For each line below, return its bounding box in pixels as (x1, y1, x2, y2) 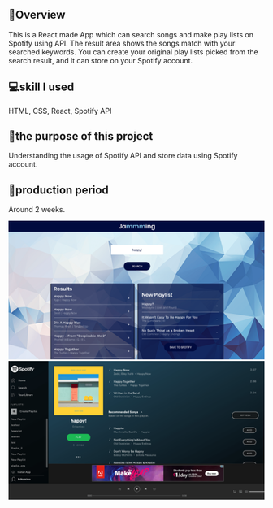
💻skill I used (8, 80, 75, 94)
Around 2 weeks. (8, 205, 66, 215)
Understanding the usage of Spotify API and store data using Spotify (8, 151, 238, 161)
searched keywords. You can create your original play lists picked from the (8, 46, 258, 57)
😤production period (8, 183, 110, 197)
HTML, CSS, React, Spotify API (8, 106, 112, 115)
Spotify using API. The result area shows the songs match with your (8, 38, 236, 48)
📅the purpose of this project (8, 129, 154, 143)
